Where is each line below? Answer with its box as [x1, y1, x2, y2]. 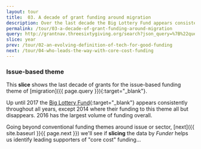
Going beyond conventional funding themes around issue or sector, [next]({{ [6, 123, 194, 130]
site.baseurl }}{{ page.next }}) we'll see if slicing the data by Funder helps [6, 130, 188, 137]
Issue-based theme [6, 67, 65, 75]
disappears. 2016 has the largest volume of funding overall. [6, 112, 153, 119]
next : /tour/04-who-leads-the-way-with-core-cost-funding [6, 48, 154, 54]
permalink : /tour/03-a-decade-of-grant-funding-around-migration [6, 25, 172, 32]
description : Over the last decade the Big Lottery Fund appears [6, 20, 172, 26]
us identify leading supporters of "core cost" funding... [6, 136, 142, 144]
